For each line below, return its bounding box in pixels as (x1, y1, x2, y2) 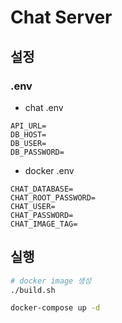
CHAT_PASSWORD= (10, 210, 74, 220)
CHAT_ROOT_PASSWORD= (10, 192, 97, 203)
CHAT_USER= (10, 201, 56, 211)
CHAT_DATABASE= (10, 184, 74, 194)
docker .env (24, 164, 75, 176)
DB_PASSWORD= (10, 147, 65, 157)
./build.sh (10, 285, 56, 295)
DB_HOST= (10, 129, 47, 140)
